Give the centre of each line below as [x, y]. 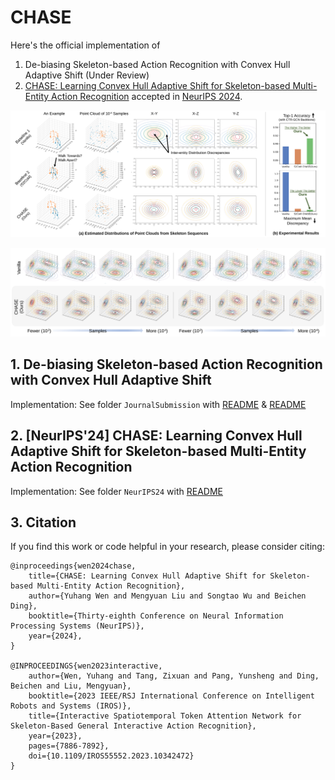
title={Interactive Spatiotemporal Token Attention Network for [165, 716]
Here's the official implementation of [85, 45]
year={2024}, [55, 636]
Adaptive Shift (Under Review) [87, 75]
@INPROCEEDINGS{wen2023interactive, [86, 666]
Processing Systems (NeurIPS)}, [77, 626]
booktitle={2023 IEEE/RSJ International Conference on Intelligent [171, 696]
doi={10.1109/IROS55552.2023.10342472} [111, 756]
